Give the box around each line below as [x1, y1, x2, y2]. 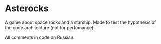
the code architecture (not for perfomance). [5, 24, 95, 30]
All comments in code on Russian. [5, 34, 75, 40]
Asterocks [5, 3, 49, 14]
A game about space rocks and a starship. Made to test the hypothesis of [5, 19, 156, 25]
